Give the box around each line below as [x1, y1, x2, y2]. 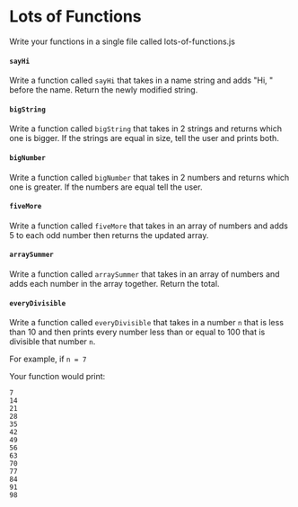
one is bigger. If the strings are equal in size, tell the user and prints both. [9, 133, 280, 144]
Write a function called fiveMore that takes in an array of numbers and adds [9, 220, 289, 231]
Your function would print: [9, 371, 106, 382]
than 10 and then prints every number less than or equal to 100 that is [9, 326, 266, 338]
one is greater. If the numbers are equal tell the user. [9, 182, 203, 192]
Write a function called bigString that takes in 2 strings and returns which [9, 123, 283, 134]
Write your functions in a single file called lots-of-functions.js [9, 36, 236, 47]
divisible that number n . [9, 336, 96, 347]
